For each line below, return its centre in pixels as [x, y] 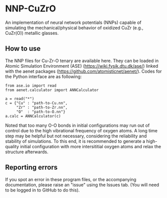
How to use [23, 49]
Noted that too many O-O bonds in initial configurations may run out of [78, 125]
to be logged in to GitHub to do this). [42, 190]
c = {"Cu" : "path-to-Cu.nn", [37, 103]
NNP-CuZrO [31, 9]
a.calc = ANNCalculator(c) [33, 116]
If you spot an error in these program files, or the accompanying [71, 179]
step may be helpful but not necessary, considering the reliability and [76, 136]
